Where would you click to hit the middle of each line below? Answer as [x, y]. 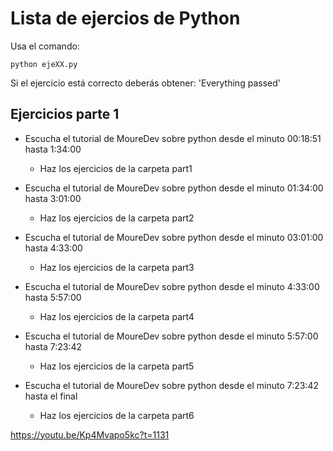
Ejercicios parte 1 [65, 114]
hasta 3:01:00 [53, 198]
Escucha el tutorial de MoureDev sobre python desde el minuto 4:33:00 [172, 286]
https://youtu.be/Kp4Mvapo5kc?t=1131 [90, 434]
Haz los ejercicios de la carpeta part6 [117, 415]
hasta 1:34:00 [53, 149]
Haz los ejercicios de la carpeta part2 [117, 218]
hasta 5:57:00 [53, 297]
